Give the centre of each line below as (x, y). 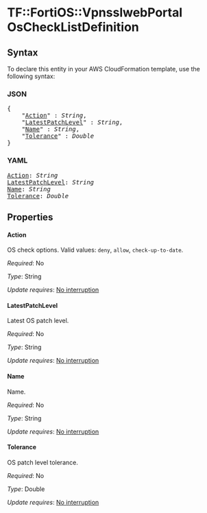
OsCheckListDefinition (73, 27)
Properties (30, 217)
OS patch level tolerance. (43, 462)
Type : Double (26, 489)
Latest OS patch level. (38, 321)
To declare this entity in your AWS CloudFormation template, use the (103, 69)
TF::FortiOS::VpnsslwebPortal (95, 13)
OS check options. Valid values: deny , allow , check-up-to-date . (95, 250)
